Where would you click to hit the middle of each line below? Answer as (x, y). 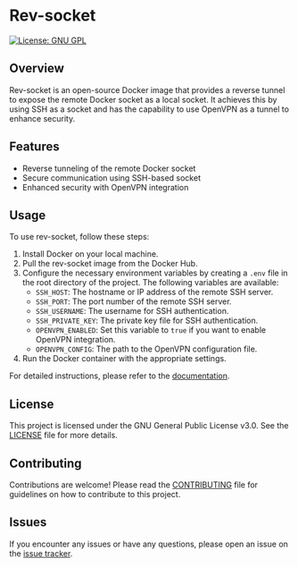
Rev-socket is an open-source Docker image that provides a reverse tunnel (147, 89)
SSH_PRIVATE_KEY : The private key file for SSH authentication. (147, 321)
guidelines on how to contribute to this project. (95, 494)
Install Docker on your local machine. (90, 254)
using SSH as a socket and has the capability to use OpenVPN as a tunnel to (149, 109)
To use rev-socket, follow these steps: (79, 237)
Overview (37, 68)
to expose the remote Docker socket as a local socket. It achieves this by (143, 99)
